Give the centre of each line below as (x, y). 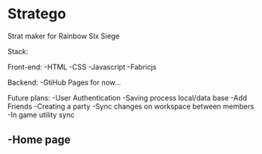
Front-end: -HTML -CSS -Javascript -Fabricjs (82, 67)
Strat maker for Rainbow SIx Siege (64, 36)
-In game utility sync (41, 115)
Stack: (18, 51)
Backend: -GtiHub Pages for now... (64, 82)
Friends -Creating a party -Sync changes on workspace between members (131, 106)
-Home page (39, 140)
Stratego (37, 14)
